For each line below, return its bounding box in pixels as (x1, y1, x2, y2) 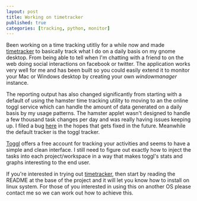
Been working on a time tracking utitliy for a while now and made (6, 42, 165, 49)
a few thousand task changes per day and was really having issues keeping (6, 116, 191, 123)
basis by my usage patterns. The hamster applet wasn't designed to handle (6, 110, 190, 117)
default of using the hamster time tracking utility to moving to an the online (6, 97, 189, 104)
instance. (6, 79, 29, 87)
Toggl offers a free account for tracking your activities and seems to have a (6, 140, 190, 147)
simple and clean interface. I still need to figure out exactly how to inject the (6, 146, 192, 154)
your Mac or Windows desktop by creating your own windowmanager (6, 73, 177, 80)
